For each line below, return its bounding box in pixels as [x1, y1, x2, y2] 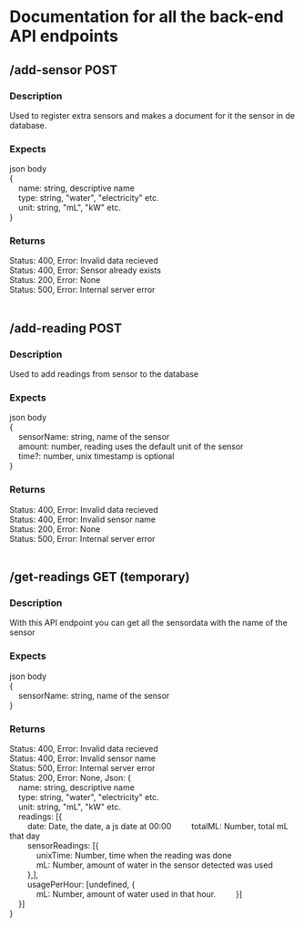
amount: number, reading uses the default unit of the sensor [17, 441, 244, 453]
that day [9, 830, 41, 841]
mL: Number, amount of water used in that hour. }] [35, 889, 243, 900]
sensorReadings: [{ [26, 840, 99, 851]
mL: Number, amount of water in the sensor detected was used [35, 859, 273, 870]
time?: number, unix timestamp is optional [17, 451, 175, 462]
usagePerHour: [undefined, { [26, 879, 136, 891]
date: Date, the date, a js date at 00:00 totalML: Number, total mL [26, 821, 289, 832]
